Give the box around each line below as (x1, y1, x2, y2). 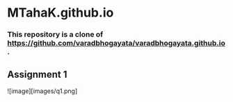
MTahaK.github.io (7, 5, 114, 21)
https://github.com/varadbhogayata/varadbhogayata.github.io (7, 38, 226, 48)
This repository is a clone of (7, 30, 104, 40)
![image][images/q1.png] (7, 87, 78, 95)
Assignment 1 (7, 68, 67, 80)
